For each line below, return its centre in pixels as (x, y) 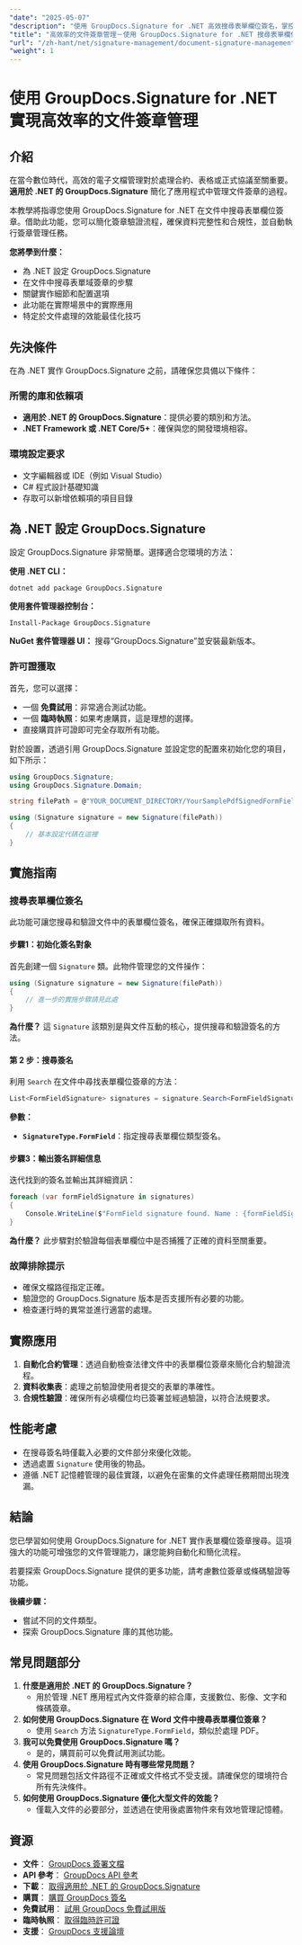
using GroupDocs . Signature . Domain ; (76, 785)
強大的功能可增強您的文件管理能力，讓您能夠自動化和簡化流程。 (127, 1551)
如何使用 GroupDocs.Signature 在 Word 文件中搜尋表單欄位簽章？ (145, 1719)
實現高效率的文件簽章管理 (104, 121)
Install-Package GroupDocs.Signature (80, 623)
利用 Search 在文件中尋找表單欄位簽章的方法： (94, 1082)
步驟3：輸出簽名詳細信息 (55, 1158)
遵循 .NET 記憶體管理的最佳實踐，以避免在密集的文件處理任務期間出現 (151, 1475)
